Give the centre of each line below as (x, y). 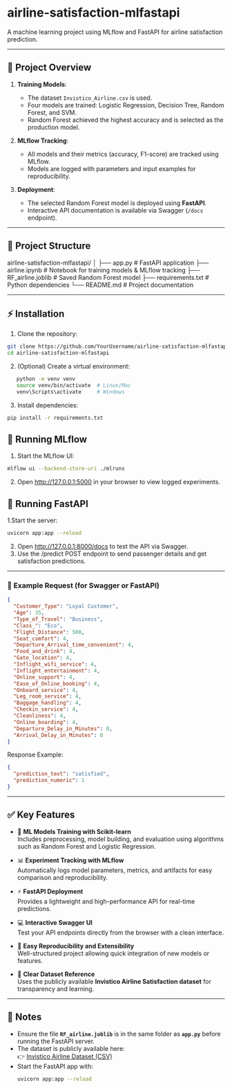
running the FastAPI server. (56, 1041)
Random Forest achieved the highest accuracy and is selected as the (125, 120)
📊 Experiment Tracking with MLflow (70, 860)
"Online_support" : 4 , (45, 677)
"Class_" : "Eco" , (38, 626)
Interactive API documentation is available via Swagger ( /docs (115, 210)
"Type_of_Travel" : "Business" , (58, 619)
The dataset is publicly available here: (71, 1048)
